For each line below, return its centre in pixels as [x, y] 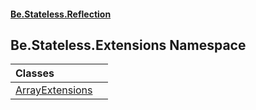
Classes [35, 73]
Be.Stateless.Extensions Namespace [128, 45]
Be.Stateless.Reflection [61, 14]
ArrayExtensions [54, 90]
